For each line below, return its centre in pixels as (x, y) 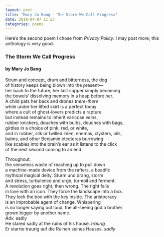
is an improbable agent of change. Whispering (53, 202)
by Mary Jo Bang (23, 69)
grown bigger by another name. (38, 213)
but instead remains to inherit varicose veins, (52, 117)
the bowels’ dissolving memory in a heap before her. (59, 96)
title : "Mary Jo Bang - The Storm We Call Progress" (61, 15)
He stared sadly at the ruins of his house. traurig (55, 224)
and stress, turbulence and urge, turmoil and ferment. (61, 181)
